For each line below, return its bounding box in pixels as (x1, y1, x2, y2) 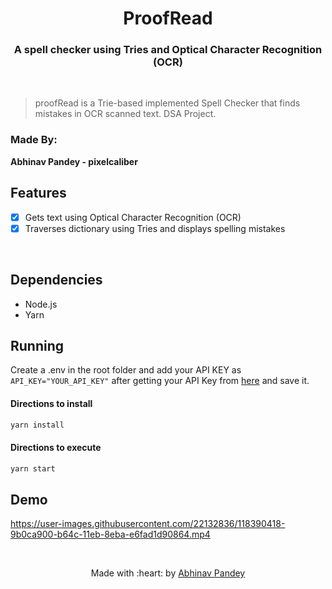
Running (10, 337, 65, 354)
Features (10, 185, 67, 202)
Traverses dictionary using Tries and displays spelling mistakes (24, 222, 286, 234)
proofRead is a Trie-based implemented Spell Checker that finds (34, 97, 301, 109)
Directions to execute (10, 442, 102, 454)
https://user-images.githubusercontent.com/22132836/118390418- (10, 518, 286, 530)
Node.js (24, 298, 58, 310)
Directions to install (10, 397, 93, 409)
